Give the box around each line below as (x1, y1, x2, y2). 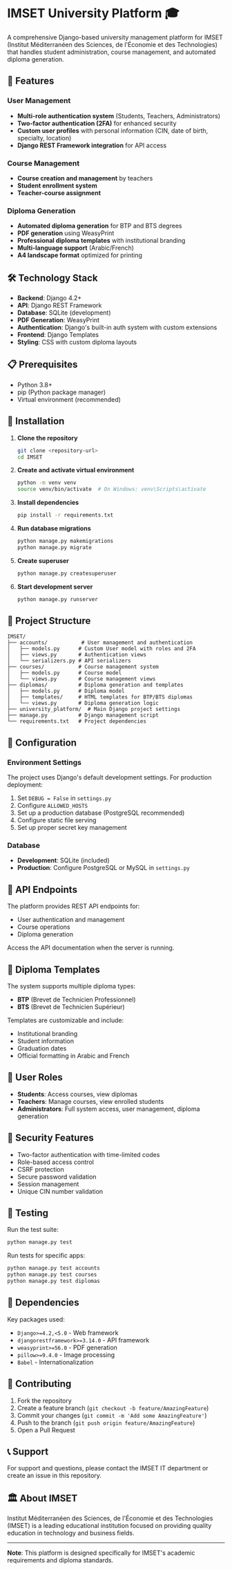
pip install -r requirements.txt (17, 512, 114, 519)
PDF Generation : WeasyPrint (17, 316, 100, 324)
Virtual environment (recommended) (17, 395, 121, 403)
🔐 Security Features (7, 1132, 95, 1144)
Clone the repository (17, 434, 78, 442)
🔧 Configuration (7, 737, 77, 748)
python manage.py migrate (17, 544, 92, 551)
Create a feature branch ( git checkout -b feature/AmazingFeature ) (17, 1403, 209, 1412)
